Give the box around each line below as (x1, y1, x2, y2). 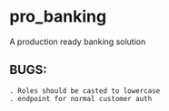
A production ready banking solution (9, 36, 146, 47)
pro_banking (9, 6, 107, 27)
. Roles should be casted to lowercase (9, 86, 161, 96)
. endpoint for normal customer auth (9, 94, 153, 103)
